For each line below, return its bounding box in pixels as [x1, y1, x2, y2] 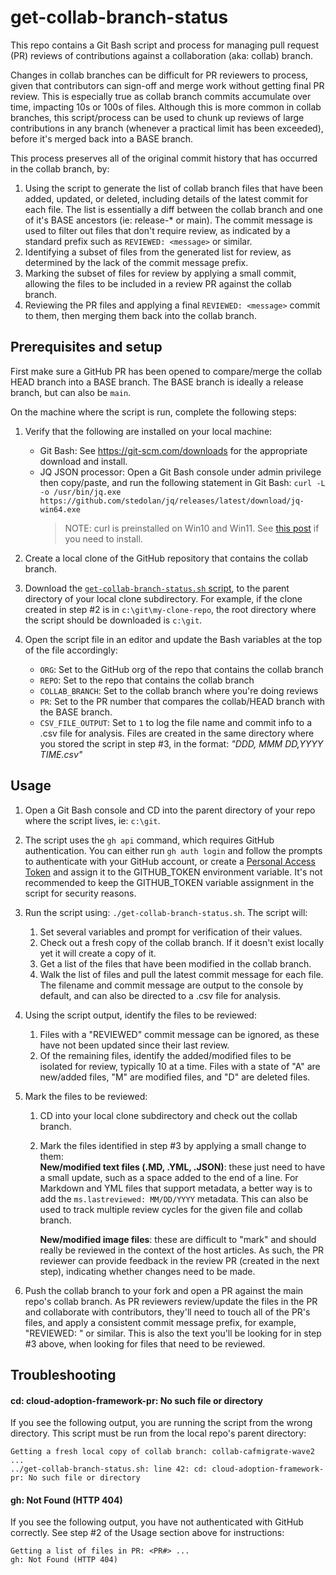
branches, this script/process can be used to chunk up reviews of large [10, 111, 305, 123]
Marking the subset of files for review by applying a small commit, [24, 267, 297, 279]
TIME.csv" [39, 748, 83, 760]
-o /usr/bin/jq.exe [39, 487, 122, 497]
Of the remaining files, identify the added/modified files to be [39, 1049, 292, 1061]
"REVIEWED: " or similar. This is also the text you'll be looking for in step [24, 1327, 322, 1339]
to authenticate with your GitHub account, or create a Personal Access [24, 855, 316, 867]
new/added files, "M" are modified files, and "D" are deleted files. [39, 1071, 311, 1083]
